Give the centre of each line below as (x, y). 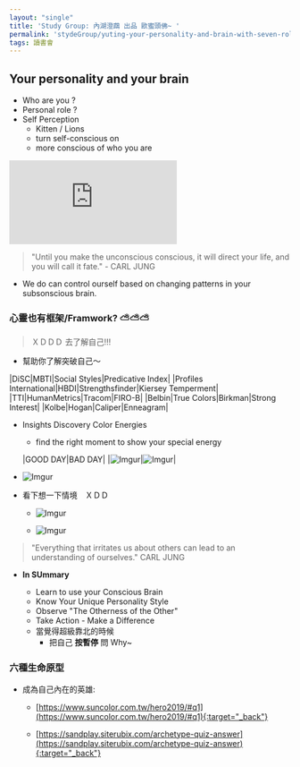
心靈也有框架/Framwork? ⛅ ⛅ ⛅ (79, 318)
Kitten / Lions (60, 129)
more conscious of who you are (94, 148)
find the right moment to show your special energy (129, 442)
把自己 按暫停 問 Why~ (90, 643)
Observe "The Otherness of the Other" (107, 611)
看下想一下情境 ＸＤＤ (65, 495)
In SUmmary (46, 575)
